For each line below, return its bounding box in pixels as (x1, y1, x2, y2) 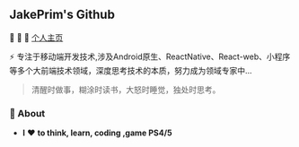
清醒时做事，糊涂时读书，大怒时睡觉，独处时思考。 (31, 84, 221, 95)
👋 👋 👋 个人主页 (9, 31, 64, 43)
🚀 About (9, 107, 46, 119)
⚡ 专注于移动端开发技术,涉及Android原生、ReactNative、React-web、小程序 (9, 51, 291, 62)
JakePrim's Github (9, 7, 115, 22)
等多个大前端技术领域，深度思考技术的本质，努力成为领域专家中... (9, 65, 253, 75)
